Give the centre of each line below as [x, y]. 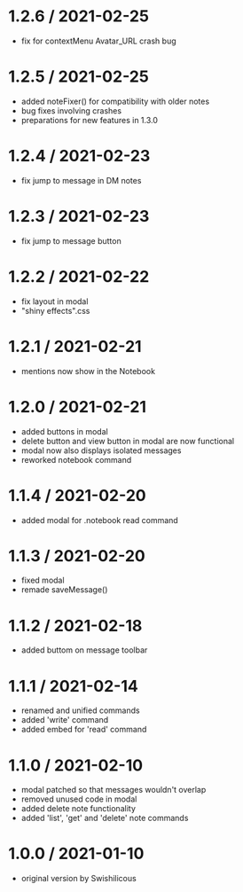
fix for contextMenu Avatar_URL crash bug [98, 41]
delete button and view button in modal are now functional [128, 441]
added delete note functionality [78, 809]
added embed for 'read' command [84, 730]
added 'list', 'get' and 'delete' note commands [105, 818]
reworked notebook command [76, 459]
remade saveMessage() [64, 590]
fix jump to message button [71, 240]
